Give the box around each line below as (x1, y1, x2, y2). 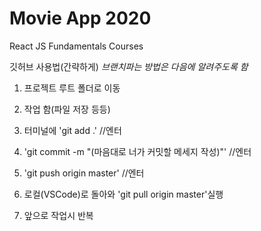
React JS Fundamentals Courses (9, 40, 144, 52)
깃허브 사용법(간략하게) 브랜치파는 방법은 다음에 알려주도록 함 (9, 60, 249, 72)
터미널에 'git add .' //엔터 (23, 124, 122, 136)
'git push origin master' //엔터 (23, 167, 145, 179)
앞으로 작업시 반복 (23, 209, 94, 221)
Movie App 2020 (9, 7, 152, 30)
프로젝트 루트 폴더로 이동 (23, 82, 121, 94)
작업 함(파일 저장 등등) (23, 103, 111, 115)
